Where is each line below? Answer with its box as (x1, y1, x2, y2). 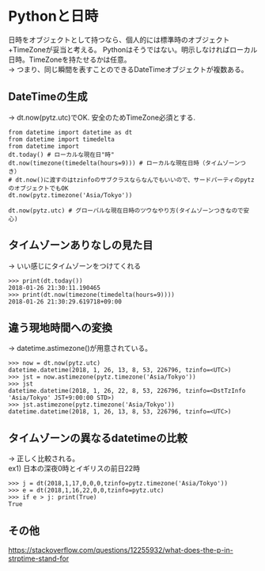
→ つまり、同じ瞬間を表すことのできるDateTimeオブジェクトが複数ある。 (8, 64, 248, 74)
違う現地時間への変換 (8, 321, 112, 334)
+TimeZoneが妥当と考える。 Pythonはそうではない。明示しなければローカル (8, 44, 258, 54)
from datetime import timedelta (8, 135, 115, 143)
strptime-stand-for (8, 554, 70, 563)
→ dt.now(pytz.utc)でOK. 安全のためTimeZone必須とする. (8, 112, 196, 122)
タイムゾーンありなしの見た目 (8, 238, 153, 252)
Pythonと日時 (8, 7, 99, 25)
